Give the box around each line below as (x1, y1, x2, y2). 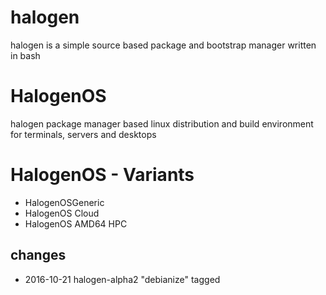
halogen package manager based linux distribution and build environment (10, 117, 314, 130)
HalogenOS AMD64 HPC (24, 217, 128, 230)
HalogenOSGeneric (24, 196, 105, 208)
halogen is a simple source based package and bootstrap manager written (10, 39, 317, 51)
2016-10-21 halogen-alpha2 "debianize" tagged (24, 273, 221, 285)
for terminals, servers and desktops (10, 128, 157, 140)
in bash (10, 49, 41, 61)
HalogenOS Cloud (24, 207, 100, 219)
